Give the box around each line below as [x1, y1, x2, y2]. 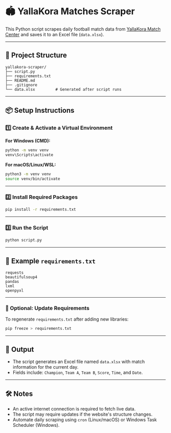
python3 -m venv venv [5, 172, 51, 177]
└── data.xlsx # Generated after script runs [5, 87, 122, 92]
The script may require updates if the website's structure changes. [12, 411, 153, 417]
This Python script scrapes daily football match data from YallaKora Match [5, 26, 161, 32]
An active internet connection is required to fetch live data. [12, 405, 136, 412]
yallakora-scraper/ [5, 64, 47, 69]
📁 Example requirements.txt [5, 256, 96, 265]
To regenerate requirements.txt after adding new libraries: [5, 316, 129, 322]
